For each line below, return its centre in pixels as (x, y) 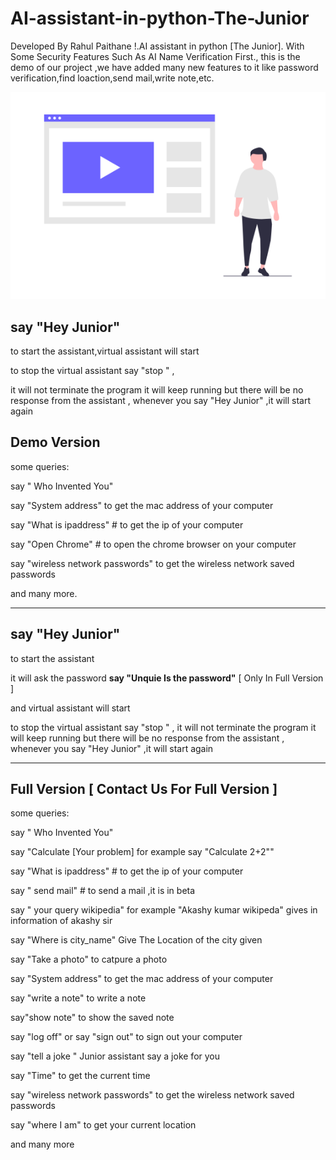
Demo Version (55, 442)
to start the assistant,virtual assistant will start (105, 351)
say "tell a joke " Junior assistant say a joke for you (115, 1056)
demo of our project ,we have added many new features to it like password (164, 67)
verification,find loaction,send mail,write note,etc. (112, 78)
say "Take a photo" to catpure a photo (89, 959)
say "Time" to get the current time (80, 1076)
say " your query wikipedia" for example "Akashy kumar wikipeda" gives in (164, 910)
